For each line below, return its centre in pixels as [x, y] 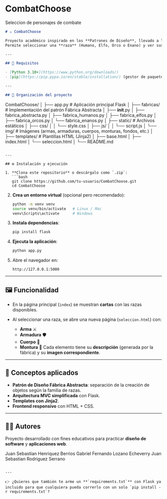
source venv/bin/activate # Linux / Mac [57, 209]
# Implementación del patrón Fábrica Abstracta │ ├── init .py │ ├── [75, 110]
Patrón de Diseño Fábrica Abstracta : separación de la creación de [81, 385]
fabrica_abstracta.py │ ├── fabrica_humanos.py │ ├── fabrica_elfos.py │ [81, 115]
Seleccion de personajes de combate [43, 22]
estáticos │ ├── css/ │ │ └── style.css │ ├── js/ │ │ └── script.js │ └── [81, 126]
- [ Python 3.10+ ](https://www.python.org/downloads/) [62, 72]
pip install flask [31, 232]
